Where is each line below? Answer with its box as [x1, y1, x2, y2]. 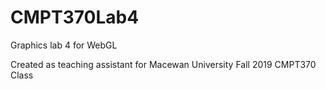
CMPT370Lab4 [10, 6, 140, 29]
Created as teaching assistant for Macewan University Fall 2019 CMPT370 [10, 58, 317, 70]
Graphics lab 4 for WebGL [10, 39, 118, 51]
